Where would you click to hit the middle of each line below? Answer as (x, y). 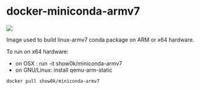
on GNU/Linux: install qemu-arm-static (64, 70)
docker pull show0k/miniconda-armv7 (53, 81)
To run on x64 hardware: (38, 51)
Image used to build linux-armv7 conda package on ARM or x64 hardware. (100, 39)
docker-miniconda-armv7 (73, 11)
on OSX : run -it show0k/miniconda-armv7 (69, 63)
